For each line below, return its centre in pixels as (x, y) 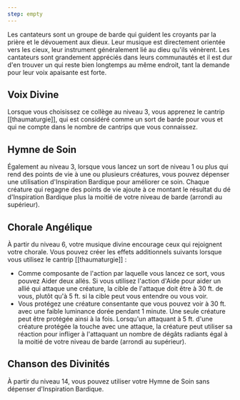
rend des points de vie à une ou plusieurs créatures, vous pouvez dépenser (119, 174)
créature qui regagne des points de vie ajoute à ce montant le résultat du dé (119, 189)
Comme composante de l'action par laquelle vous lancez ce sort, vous (121, 274)
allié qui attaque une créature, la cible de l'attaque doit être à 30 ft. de (120, 289)
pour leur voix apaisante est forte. (57, 72)
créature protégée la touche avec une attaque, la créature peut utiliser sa (125, 326)
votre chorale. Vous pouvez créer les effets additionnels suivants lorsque (115, 252)
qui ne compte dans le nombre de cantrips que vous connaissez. (102, 127)
